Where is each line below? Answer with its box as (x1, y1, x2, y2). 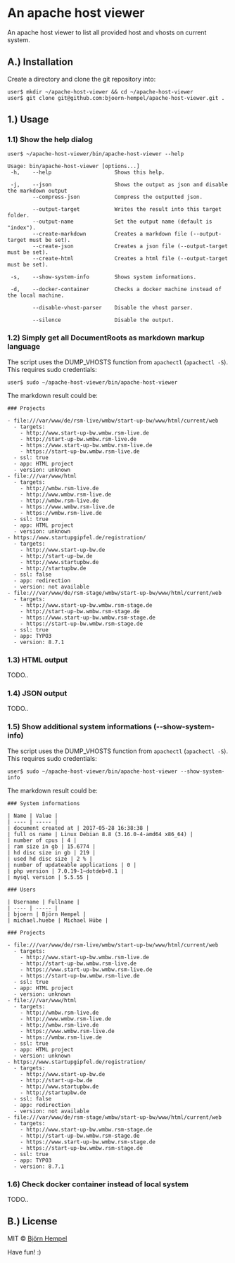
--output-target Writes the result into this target (32, 206, 222, 213)
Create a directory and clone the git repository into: (7, 75, 156, 83)
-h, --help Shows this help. (10, 169, 165, 177)
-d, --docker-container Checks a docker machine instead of (10, 286, 222, 293)
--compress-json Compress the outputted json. (32, 193, 203, 201)
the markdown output (7, 188, 68, 195)
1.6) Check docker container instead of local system (7, 1179, 189, 1189)
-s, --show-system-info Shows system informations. (10, 274, 197, 281)
